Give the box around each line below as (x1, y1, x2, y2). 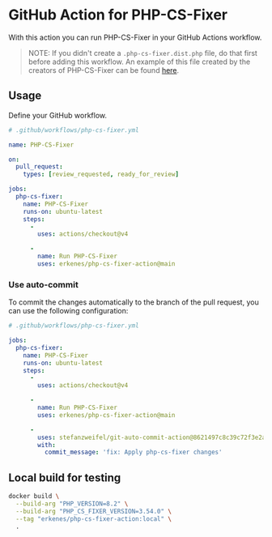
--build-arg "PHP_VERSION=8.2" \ (15, 500, 129, 508)
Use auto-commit (8, 279, 79, 290)
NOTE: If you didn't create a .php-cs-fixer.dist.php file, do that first (28, 48, 257, 58)
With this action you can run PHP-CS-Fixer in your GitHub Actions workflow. (8, 32, 262, 42)
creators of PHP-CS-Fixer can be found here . (28, 65, 180, 75)
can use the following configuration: (8, 306, 129, 316)
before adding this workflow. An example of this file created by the (28, 57, 251, 66)
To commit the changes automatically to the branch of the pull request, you (8, 297, 259, 307)
